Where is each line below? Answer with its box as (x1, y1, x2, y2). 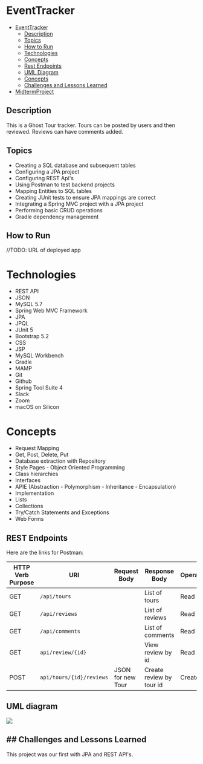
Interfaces (14, 477, 41, 484)
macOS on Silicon (14, 403, 59, 411)
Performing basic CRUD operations (14, 206, 103, 214)
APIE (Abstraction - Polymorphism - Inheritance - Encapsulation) (14, 483, 176, 491)
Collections (14, 503, 43, 510)
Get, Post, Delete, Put (14, 451, 69, 459)
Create (144, 666, 164, 674)
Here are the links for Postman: (6, 549, 83, 557)
